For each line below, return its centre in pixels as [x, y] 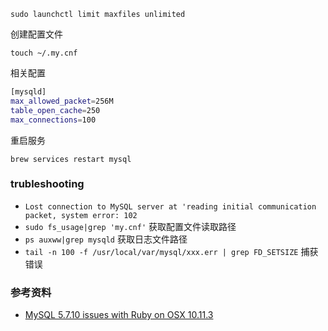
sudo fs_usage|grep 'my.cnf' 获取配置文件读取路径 [130, 226]
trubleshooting [47, 184]
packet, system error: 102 [81, 215]
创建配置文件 [36, 34]
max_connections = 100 [53, 120]
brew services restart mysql [71, 159]
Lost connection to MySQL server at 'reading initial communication [170, 206]
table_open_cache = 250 [55, 110]
